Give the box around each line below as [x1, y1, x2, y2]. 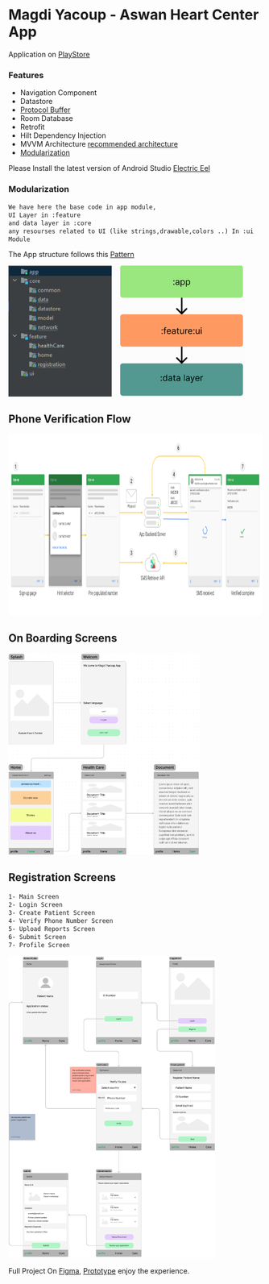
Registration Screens [8, 871, 117, 884]
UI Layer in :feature [8, 211, 81, 219]
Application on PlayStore [8, 49, 90, 59]
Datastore [19, 97, 53, 106]
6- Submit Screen [8, 933, 67, 941]
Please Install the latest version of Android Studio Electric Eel [8, 164, 211, 173]
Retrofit [19, 123, 45, 132]
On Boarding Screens [8, 631, 118, 645]
